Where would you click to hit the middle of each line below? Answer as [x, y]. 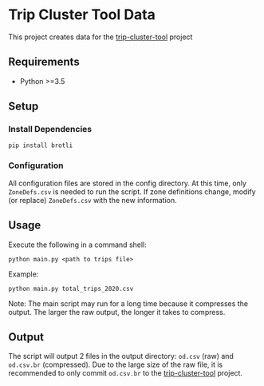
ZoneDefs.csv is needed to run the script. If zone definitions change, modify [132, 191]
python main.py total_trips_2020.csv [71, 289]
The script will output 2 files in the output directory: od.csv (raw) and [121, 356]
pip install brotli [41, 145]
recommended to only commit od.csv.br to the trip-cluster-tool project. [126, 373]
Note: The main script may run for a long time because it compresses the [128, 303]
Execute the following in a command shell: [78, 245]
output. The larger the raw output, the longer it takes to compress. [117, 312]
